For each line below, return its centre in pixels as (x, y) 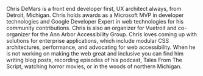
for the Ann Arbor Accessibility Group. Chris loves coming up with (114, 34)
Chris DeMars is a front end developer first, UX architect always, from (94, 9)
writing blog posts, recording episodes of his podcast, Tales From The (94, 60)
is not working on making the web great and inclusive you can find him (95, 53)
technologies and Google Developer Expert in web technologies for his (95, 21)
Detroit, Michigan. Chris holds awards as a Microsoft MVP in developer (95, 15)
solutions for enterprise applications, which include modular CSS (88, 41)
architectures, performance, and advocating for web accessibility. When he (101, 47)
